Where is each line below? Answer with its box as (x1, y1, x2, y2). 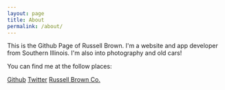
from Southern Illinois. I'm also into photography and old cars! (7, 49, 182, 57)
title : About (7, 16, 45, 23)
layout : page (7, 10, 45, 17)
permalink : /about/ (7, 23, 63, 30)
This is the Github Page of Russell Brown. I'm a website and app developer (7, 42, 218, 50)
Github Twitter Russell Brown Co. (7, 76, 101, 84)
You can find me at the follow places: (7, 63, 112, 71)
